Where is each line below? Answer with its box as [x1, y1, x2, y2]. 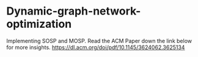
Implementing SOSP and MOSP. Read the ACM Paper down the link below [6, 37, 193, 44]
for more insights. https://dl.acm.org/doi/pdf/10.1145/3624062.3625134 [6, 44, 185, 51]
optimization [6, 17, 72, 31]
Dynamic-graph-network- [6, 4, 141, 18]
